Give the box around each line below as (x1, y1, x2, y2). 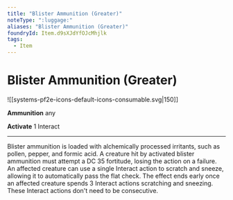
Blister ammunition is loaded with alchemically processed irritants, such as (7, 142, 221, 150)
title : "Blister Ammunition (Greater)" (7, 10, 123, 17)
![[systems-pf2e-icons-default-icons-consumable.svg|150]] (7, 95, 179, 103)
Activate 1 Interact (7, 122, 60, 131)
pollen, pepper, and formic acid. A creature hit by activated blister (7, 149, 195, 158)
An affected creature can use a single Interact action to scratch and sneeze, (7, 164, 224, 172)
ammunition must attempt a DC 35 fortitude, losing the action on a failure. (7, 157, 217, 165)
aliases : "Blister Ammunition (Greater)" (7, 23, 129, 30)
